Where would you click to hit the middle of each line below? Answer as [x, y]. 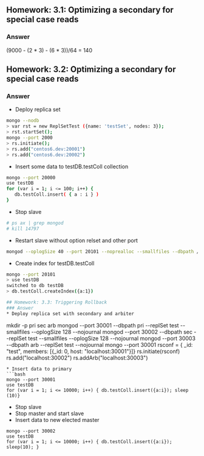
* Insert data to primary [39, 369]
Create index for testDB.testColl [55, 263]
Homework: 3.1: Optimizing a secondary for [90, 10]
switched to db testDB [35, 286]
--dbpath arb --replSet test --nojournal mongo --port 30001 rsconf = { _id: [100, 344]
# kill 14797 [23, 229]
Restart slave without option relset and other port [76, 240]
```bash [16, 374]
